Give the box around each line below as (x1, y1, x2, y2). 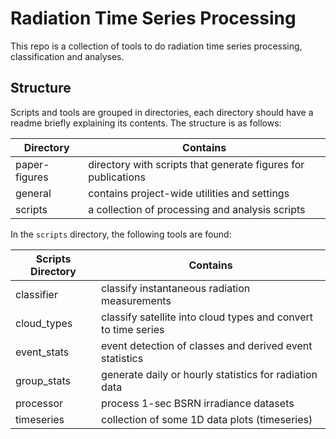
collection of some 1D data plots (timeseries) (101, 412, 313, 426)
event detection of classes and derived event (101, 338, 313, 352)
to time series (101, 322, 165, 336)
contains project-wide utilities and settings (88, 186, 290, 200)
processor (15, 396, 64, 410)
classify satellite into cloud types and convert (101, 310, 314, 324)
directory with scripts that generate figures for (88, 157, 305, 171)
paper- (15, 157, 50, 171)
